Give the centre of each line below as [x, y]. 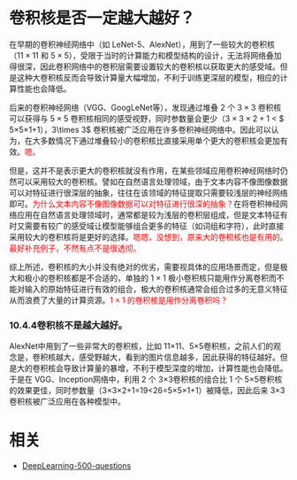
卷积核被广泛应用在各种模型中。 [67, 402]
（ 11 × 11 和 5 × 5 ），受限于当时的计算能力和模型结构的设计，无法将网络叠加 [145, 55]
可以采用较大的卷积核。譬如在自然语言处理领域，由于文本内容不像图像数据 [152, 182]
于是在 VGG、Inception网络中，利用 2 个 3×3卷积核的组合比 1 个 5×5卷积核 [146, 379]
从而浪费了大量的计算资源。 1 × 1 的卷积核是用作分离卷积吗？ [118, 300]
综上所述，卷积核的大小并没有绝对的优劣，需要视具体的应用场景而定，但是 [145, 267]
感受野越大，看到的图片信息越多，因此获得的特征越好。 [179, 357]
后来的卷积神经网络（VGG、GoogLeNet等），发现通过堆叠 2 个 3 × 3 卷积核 [145, 107]
